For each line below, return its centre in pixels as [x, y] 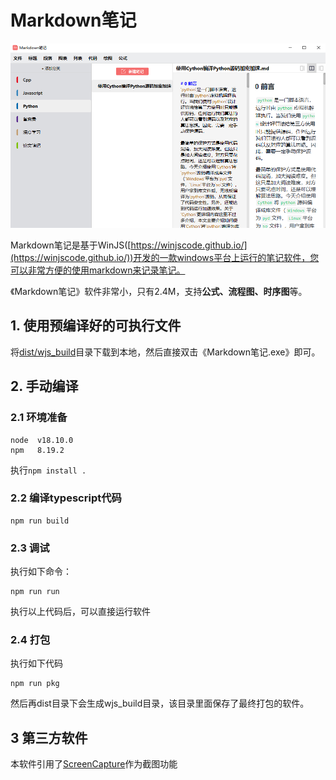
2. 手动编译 [44, 386]
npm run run [35, 592]
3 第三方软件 [49, 737]
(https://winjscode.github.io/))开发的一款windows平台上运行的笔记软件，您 [165, 258]
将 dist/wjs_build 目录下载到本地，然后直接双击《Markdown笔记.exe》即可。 [165, 352]
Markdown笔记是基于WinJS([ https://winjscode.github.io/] [129, 245]
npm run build [40, 521]
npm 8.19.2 [37, 450]
